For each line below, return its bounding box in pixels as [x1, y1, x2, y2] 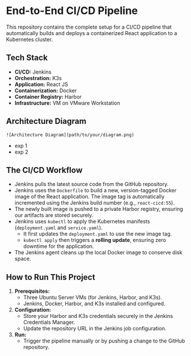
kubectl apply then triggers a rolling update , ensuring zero [23, 237, 166, 244]
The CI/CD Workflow [6, 165, 83, 175]
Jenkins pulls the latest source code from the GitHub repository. [14, 181, 169, 188]
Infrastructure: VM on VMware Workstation [14, 99, 121, 106]
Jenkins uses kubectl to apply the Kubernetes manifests [14, 218, 150, 225]
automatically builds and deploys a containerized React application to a [6, 29, 178, 36]
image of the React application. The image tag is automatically [14, 193, 165, 200]
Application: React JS [14, 81, 68, 88]
